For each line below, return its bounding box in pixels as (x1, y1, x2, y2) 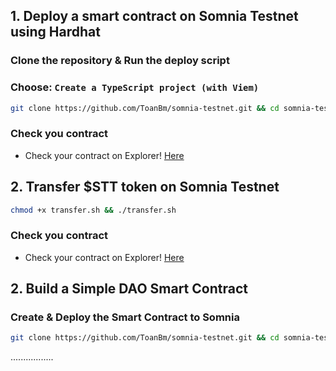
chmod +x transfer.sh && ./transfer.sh (10, 205, 177, 215)
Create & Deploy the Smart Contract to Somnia (10, 310, 240, 324)
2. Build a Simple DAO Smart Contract (10, 280, 248, 298)
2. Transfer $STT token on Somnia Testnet (10, 179, 280, 196)
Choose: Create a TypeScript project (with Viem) (10, 80, 260, 94)
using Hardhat (10, 24, 101, 41)
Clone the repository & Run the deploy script (10, 54, 230, 68)
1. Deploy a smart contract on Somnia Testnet (10, 8, 299, 25)
